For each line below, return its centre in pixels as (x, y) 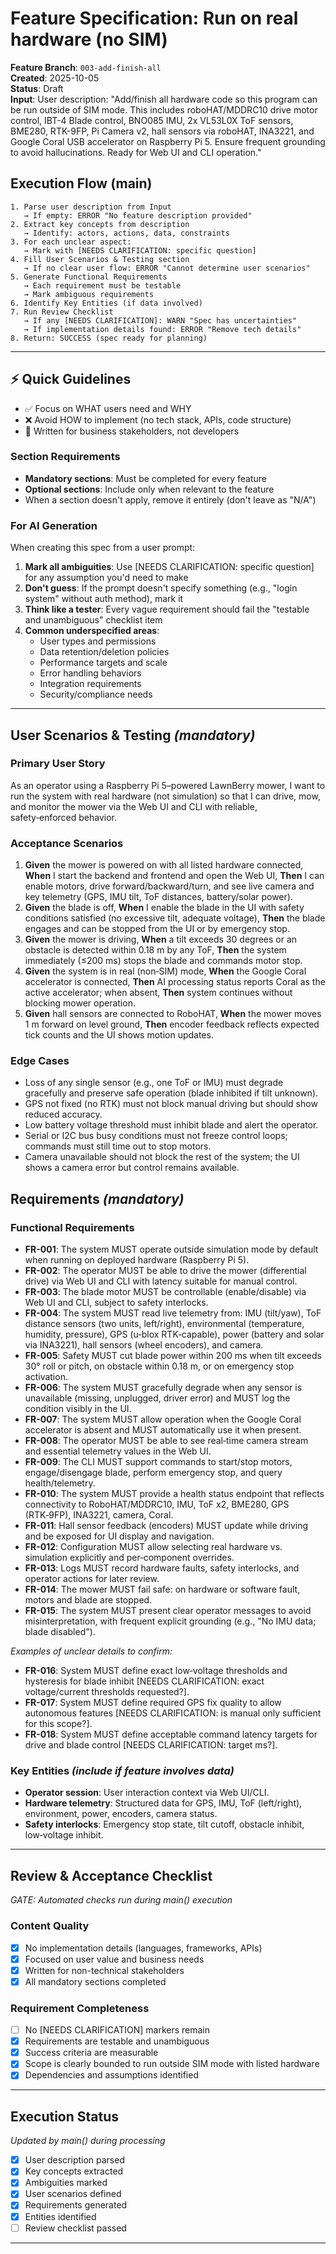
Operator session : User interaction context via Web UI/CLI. (147, 1793)
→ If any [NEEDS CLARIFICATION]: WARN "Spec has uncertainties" (160, 320)
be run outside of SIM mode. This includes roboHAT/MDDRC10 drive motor (164, 109)
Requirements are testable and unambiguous (117, 2041)
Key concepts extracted (74, 2171)
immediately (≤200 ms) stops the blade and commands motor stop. (163, 961)
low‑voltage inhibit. (64, 1835)
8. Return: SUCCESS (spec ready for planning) (109, 338)
